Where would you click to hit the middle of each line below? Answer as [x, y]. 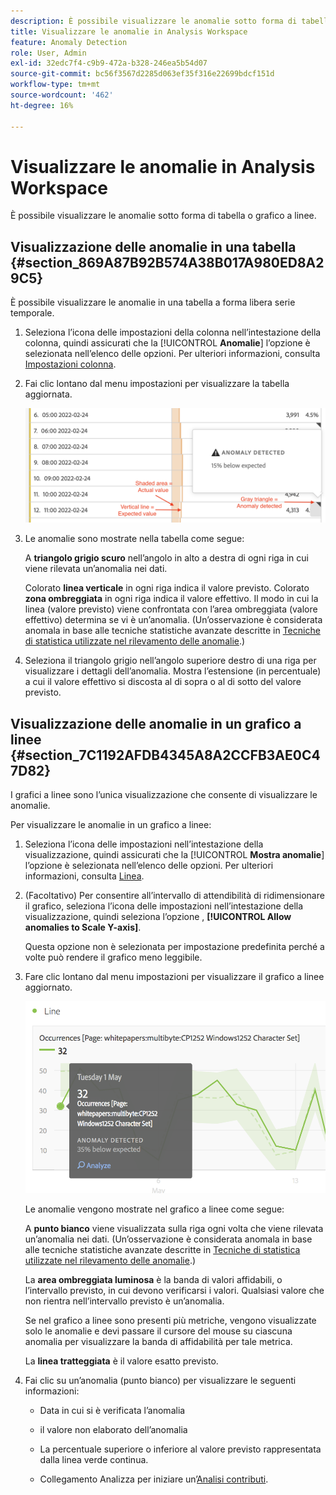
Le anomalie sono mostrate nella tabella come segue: [134, 539]
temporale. [32, 313]
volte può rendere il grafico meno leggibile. [113, 957]
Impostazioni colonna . [70, 364]
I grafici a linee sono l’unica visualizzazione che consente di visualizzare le [164, 794]
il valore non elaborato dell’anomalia [113, 1430]
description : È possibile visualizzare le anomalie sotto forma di [154, 21]
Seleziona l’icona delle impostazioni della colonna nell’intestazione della [173, 332]
